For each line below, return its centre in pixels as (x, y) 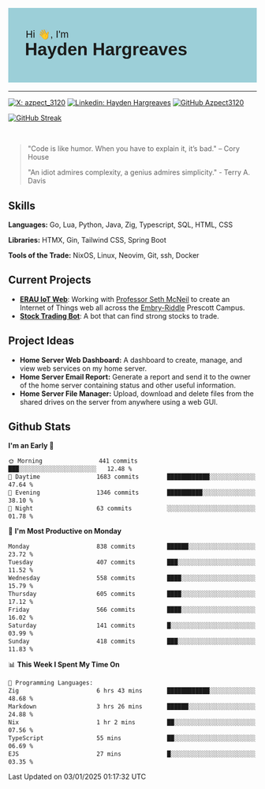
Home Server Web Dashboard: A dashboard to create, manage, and (131, 360)
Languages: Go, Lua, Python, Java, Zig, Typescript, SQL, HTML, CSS (121, 225)
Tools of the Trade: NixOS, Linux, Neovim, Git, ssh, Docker (104, 255)
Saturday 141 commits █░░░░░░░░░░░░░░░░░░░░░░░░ (132, 626)
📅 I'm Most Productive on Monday (65, 531)
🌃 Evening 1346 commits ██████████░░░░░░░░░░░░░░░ (132, 493)
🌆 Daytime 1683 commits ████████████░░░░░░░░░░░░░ (132, 477)
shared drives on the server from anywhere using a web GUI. (119, 402)
